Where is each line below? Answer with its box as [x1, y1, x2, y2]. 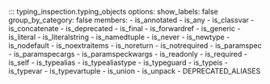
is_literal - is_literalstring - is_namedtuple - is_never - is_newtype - [8, 32, 230, 42]
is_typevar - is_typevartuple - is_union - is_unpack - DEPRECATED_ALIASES [8, 66, 261, 75]
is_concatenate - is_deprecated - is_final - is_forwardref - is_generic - [8, 24, 241, 33]
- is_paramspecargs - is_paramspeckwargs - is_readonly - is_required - [8, 50, 248, 58]
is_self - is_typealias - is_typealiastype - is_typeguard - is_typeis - [8, 58, 229, 67]
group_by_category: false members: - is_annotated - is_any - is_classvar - [8, 15, 255, 25]
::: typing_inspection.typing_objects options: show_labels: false [8, 7, 218, 16]
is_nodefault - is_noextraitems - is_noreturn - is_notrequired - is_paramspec [8, 41, 262, 50]
